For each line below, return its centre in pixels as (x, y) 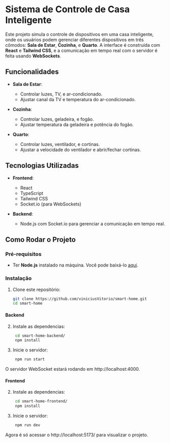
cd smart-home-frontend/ (41, 401)
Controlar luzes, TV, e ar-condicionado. (61, 94)
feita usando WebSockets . (33, 56)
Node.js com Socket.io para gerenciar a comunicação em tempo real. (93, 224)
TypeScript (32, 193)
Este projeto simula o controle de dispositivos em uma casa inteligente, (79, 34)
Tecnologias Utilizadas (42, 166)
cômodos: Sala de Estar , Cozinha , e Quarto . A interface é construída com (83, 45)
